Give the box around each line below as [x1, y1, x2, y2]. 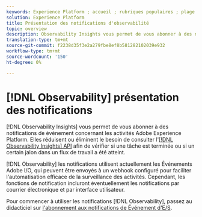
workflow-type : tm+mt [6, 48, 61, 54]
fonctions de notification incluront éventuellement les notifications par [6, 180, 180, 187]
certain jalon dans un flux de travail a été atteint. [6, 149, 126, 156]
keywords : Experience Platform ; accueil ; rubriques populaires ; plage [6, 8, 195, 15]
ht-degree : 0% [6, 59, 42, 65]
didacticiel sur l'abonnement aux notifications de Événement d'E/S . [6, 204, 173, 212]
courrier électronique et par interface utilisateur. [6, 186, 125, 193]
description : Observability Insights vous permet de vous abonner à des [6, 31, 192, 37]
